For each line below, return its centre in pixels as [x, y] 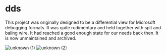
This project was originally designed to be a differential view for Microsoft [80, 22]
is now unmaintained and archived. [41, 38]
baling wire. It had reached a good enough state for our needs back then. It [82, 33]
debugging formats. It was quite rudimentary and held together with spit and [83, 27]
